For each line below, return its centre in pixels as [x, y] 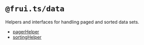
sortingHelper [27, 37]
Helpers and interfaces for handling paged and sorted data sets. [72, 22]
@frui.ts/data [35, 9]
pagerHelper [26, 31]
